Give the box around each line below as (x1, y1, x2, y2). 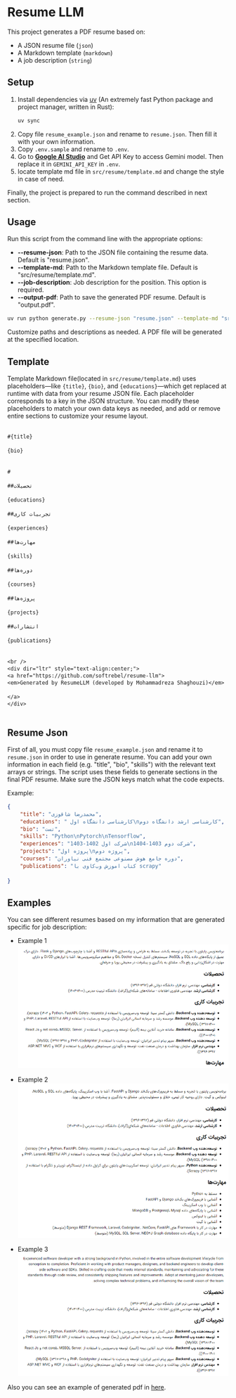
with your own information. (17, 137, 96, 146)
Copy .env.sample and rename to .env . (17, 145, 130, 153)
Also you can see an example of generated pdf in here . (7, 1383, 166, 1391)
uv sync (17, 117, 40, 124)
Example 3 (17, 1245, 48, 1254)
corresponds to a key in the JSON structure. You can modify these (7, 397, 199, 405)
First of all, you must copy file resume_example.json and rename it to (7, 745, 204, 753)
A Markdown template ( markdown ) (17, 49, 113, 57)
